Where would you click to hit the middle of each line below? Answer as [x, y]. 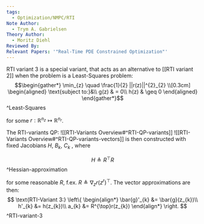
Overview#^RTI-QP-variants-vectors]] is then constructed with [107, 139]
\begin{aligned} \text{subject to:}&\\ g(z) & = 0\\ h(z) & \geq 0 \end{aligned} [103, 92]
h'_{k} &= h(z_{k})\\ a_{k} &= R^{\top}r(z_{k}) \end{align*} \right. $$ [103, 206]
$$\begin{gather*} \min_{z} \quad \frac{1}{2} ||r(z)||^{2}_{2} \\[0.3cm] [103, 85]
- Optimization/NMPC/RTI [43, 18]
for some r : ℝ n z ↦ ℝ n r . [35, 120]
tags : [13, 12]
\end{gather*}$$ [103, 98]
